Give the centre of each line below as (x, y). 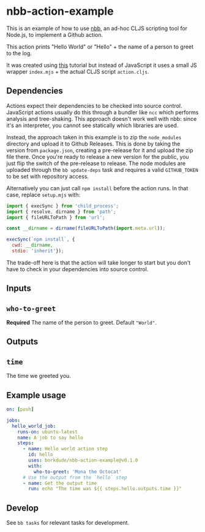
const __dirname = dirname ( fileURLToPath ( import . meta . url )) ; (86, 228)
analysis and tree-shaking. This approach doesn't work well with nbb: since (102, 118)
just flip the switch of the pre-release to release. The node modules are (96, 163)
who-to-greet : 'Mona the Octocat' (77, 472)
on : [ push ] (20, 409)
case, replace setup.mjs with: (43, 195)
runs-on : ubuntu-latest (48, 432)
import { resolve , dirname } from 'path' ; (61, 212)
